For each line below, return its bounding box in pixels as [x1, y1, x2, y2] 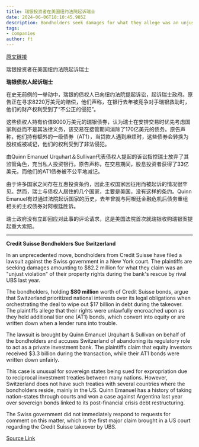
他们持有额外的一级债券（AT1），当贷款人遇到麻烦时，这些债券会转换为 [16, 133, 189, 140]
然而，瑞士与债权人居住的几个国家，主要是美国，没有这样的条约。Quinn [16, 188, 192, 195]
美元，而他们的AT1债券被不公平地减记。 [6, 168, 104, 175]
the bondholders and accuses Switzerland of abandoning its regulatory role [6, 337, 191, 344]
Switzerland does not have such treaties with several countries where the [6, 380, 185, 387]
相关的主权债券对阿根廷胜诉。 [6, 202, 79, 210]
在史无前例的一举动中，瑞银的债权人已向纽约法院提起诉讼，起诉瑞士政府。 [6, 91, 188, 98]
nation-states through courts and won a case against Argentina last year [6, 393, 182, 400]
